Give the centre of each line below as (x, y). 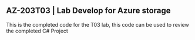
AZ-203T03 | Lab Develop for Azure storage (88, 11)
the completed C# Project (37, 31)
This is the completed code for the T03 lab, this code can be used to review (97, 24)
